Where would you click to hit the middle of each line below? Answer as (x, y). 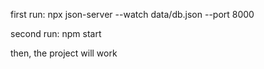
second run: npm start (56, 33)
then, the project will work (64, 53)
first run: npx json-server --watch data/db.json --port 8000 (132, 14)
